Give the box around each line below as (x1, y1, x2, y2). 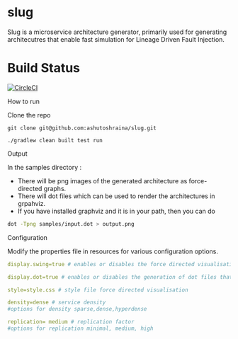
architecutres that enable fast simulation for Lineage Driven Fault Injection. (7, 35, 225, 43)
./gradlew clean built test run (7, 137, 103, 144)
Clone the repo (7, 110, 51, 119)
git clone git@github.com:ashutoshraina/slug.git (7, 125, 157, 132)
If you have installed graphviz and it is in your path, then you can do (17, 207, 216, 215)
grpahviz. (17, 199, 46, 207)
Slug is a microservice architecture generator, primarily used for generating (7, 28, 227, 36)
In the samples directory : (7, 163, 82, 171)
